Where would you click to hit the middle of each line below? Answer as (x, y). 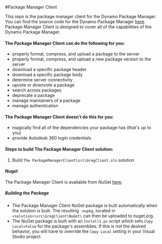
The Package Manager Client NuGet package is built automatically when (85, 205)
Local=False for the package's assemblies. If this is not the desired (79, 226)
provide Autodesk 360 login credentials (52, 138)
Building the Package (27, 193)
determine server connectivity (42, 80)
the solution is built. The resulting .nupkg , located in (64, 210)
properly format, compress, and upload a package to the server (76, 54)
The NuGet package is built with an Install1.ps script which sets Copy (82, 221)
